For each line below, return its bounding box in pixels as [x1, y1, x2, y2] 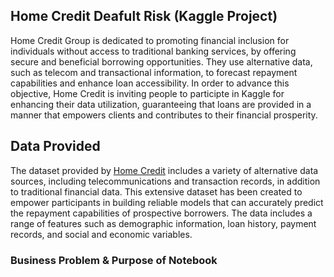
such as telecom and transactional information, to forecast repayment [10, 66, 298, 78]
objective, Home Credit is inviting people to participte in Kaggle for [10, 87, 285, 99]
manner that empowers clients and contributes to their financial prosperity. [10, 109, 318, 121]
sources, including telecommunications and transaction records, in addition [10, 175, 321, 187]
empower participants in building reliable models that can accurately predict [10, 196, 324, 208]
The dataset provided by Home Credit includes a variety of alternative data [10, 164, 319, 176]
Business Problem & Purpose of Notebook [10, 253, 218, 267]
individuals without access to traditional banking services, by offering [10, 45, 297, 57]
